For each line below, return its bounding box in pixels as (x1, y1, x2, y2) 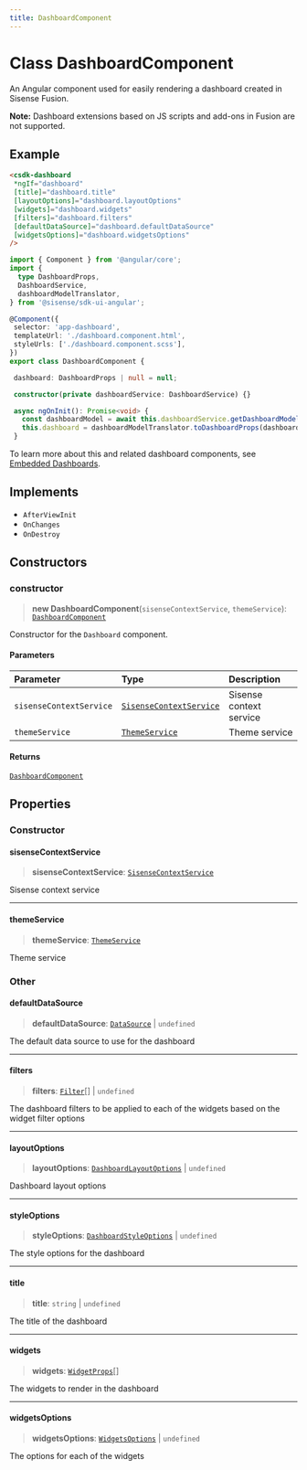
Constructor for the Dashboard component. (9, 628, 169, 640)
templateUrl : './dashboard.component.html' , (13, 331, 185, 341)
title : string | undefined (31, 1297, 121, 1308)
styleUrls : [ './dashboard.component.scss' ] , (13, 340, 185, 349)
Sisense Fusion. (9, 92, 69, 103)
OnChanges (22, 520, 61, 529)
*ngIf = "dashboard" (13, 179, 84, 188)
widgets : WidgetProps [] (31, 1365, 120, 1376)
